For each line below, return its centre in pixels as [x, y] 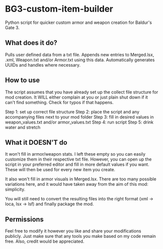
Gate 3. [12, 27]
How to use [22, 80]
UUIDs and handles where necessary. [43, 65]
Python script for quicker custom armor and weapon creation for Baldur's [79, 22]
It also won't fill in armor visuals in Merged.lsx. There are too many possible [81, 179]
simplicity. [15, 189]
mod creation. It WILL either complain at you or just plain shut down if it [77, 97]
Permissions [24, 219]
